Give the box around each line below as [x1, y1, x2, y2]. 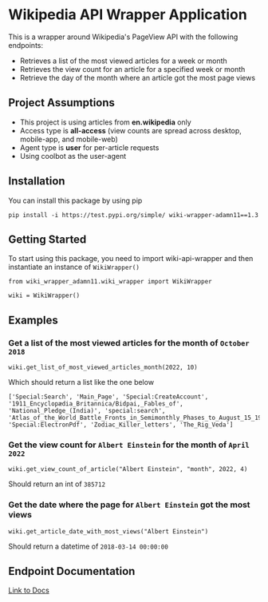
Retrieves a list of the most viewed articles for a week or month [19, 56, 227, 65]
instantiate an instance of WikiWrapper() [8, 262, 140, 272]
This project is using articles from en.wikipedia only [19, 117, 191, 127]
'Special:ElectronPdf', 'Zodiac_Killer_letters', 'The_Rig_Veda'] [8, 421, 234, 429]
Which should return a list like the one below [8, 378, 154, 387]
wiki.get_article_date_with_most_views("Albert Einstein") [8, 527, 209, 536]
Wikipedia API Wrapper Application [8, 6, 247, 24]
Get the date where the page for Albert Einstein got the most [8, 499, 250, 510]
